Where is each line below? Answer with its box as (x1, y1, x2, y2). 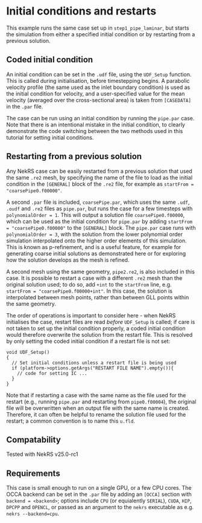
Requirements (6, 468, 60, 478)
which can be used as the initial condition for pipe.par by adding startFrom (6, 218, 193, 225)
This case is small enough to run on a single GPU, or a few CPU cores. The (6, 484, 192, 492)
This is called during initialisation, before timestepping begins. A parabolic (6, 77, 190, 84)
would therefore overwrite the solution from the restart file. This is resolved (6, 331, 193, 338)
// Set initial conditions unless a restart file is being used (11, 360, 177, 366)
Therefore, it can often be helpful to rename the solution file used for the (6, 411, 186, 418)
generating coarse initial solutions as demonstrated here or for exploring (6, 250, 186, 257)
